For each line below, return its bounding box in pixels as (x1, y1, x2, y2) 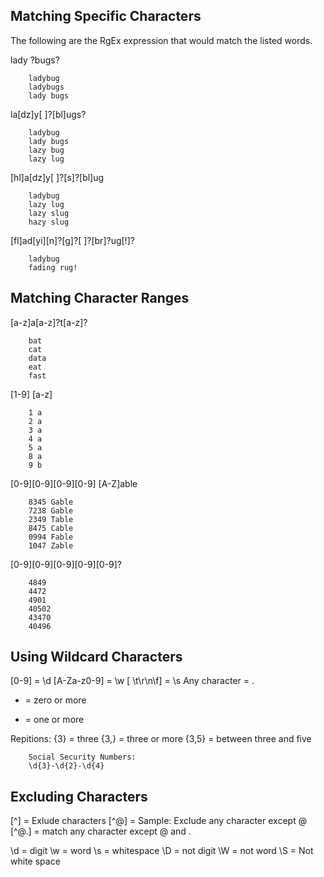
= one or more (24, 714, 85, 726)
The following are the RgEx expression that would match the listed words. (10, 34, 313, 46)
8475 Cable (28, 523, 74, 533)
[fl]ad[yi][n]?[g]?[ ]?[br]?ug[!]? (10, 234, 135, 246)
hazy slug (28, 217, 70, 227)
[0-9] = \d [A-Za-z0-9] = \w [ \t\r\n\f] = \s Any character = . (10, 675, 255, 687)
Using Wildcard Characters (10, 649, 183, 666)
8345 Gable (28, 497, 74, 507)
